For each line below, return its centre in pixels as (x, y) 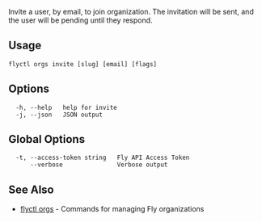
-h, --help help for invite (66, 107)
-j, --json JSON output (59, 115)
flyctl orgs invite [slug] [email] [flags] (83, 64)
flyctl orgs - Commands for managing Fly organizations (112, 209)
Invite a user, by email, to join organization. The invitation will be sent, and (131, 12)
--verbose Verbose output (99, 165)
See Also (31, 189)
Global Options (47, 139)
